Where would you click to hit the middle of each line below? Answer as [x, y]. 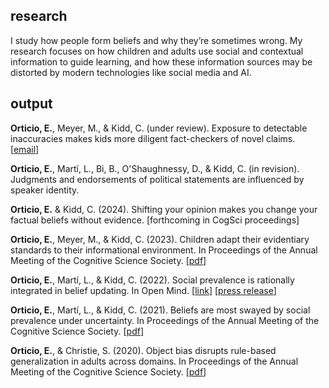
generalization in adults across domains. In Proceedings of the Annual [154, 361]
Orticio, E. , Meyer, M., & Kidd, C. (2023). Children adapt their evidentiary [160, 239]
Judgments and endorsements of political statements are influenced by [157, 179]
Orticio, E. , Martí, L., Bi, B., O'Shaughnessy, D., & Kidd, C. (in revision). [155, 168]
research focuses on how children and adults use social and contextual [157, 51]
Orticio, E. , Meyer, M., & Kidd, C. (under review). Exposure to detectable [159, 128]
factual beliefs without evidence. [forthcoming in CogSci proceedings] [155, 220]
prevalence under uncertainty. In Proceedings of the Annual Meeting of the [165, 320]
